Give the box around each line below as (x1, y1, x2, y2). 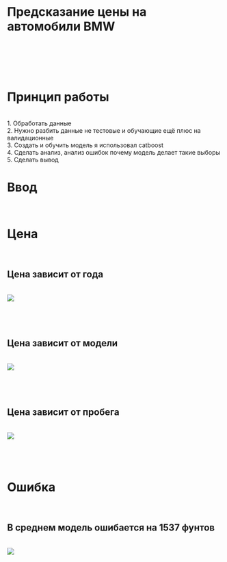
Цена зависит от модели (7, 337, 118, 349)
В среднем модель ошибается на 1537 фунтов (7, 522, 215, 534)
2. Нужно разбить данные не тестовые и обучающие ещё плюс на (7, 127, 201, 135)
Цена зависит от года (7, 268, 104, 281)
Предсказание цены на (7, 4, 147, 20)
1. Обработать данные (7, 119, 72, 127)
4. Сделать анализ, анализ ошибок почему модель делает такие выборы (7, 149, 221, 157)
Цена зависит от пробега (7, 407, 120, 418)
